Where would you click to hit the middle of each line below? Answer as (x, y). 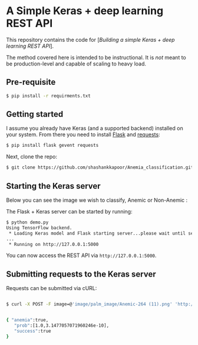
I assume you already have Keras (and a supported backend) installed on (95, 129)
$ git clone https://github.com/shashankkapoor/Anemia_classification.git (100, 167)
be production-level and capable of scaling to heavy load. (76, 64)
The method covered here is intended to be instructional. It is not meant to (96, 57)
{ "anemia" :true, (27, 320)
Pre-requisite (31, 82)
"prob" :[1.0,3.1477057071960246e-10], (62, 326)
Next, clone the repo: (32, 157)
